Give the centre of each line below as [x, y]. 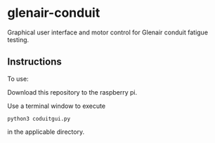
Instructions [34, 62]
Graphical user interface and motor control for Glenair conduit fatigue [108, 32]
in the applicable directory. [46, 132]
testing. [18, 39]
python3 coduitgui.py [39, 118]
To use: [18, 79]
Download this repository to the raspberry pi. [72, 92]
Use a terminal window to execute [57, 106]
